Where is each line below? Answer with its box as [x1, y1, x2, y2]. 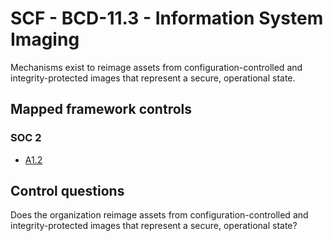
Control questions [10, 183, 125, 200]
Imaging [10, 28, 80, 51]
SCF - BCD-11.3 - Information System [10, 7, 324, 30]
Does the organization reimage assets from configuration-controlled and [10, 209, 309, 221]
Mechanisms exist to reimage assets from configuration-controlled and [10, 61, 303, 73]
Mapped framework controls [10, 101, 193, 118]
